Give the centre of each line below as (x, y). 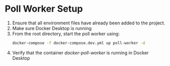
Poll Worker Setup (44, 9)
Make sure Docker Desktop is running (52, 28)
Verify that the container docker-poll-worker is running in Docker (80, 53)
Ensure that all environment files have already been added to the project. (89, 23)
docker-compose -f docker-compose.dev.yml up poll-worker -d (79, 43)
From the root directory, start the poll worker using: (66, 34)
